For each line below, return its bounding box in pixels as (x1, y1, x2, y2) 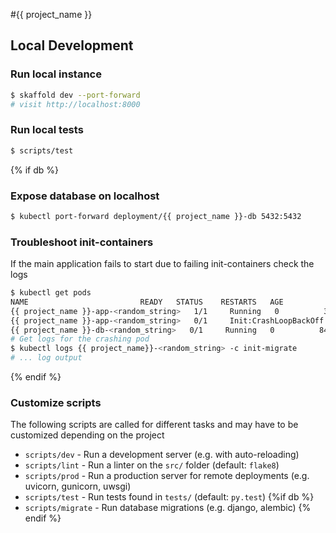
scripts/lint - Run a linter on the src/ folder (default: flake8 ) (24, 459, 280, 471)
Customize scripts (10, 396, 102, 409)
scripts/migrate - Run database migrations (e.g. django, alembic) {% (24, 502, 312, 514)
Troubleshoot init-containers (10, 235, 154, 249)
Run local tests (10, 123, 84, 137)
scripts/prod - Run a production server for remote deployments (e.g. (24, 470, 310, 482)
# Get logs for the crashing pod (10, 334, 150, 344)
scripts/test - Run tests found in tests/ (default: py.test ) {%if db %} (24, 491, 315, 503)
